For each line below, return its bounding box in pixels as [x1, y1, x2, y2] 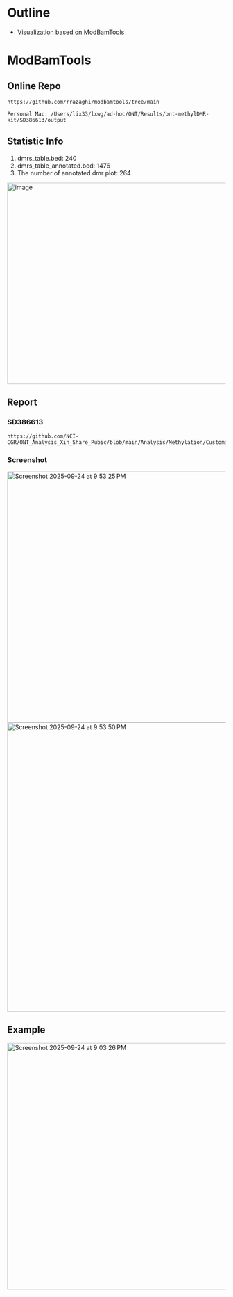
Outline [7, 5, 51, 21]
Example [7, 1024, 46, 1036]
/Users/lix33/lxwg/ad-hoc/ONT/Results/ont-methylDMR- [51, 110, 209, 118]
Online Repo [7, 80, 61, 92]
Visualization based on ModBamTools [17, 28, 125, 36]
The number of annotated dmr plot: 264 [17, 168, 132, 177]
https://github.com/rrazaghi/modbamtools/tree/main [7, 98, 159, 105]
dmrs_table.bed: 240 [17, 154, 77, 162]
